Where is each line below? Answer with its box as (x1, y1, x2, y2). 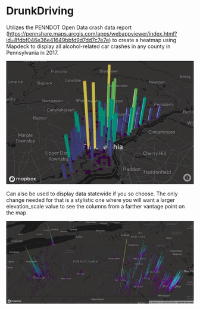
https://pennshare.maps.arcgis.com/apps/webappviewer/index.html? (8, 30, 177, 37)
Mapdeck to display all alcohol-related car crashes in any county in (6, 43, 171, 50)
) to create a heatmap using (108, 36, 177, 43)
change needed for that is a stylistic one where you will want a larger (6, 197, 176, 204)
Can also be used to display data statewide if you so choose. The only (6, 190, 178, 197)
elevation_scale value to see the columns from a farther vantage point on (6, 203, 185, 210)
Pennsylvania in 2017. (6, 49, 59, 56)
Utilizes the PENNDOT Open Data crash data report (6, 24, 132, 31)
